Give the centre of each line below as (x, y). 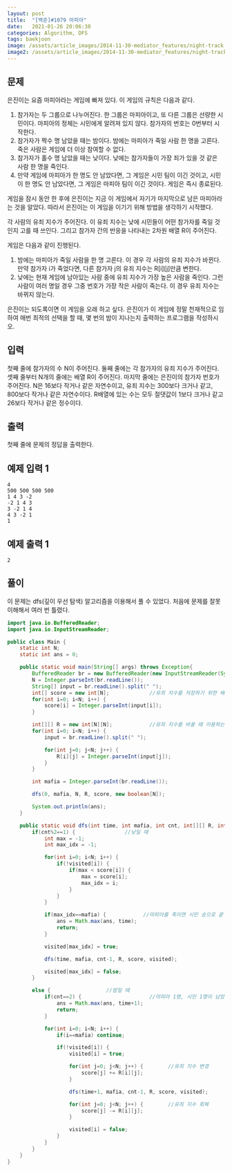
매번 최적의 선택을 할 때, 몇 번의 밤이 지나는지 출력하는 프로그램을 (107, 317)
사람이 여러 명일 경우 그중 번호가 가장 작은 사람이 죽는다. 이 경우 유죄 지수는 (118, 286)
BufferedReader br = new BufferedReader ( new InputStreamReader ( (126, 673)
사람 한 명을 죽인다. (43, 166)
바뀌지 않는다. (36, 294)
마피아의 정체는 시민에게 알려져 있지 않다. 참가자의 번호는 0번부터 (125, 123)
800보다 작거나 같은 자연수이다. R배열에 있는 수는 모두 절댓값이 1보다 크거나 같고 (115, 394)
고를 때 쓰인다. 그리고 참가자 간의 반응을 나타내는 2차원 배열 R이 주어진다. (118, 230)
